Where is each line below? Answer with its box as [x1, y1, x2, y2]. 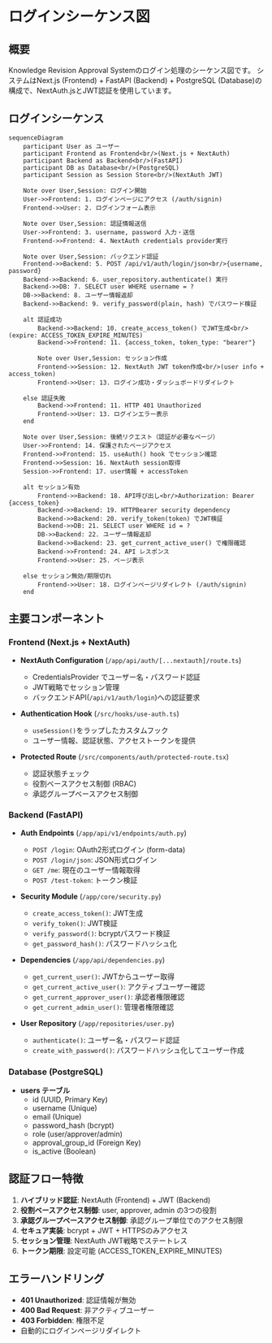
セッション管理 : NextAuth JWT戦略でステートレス [19, 1236, 188, 1246]
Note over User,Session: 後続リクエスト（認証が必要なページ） [23, 432, 219, 441]
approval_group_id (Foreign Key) [32, 1138, 142, 1148]
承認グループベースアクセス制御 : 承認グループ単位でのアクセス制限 [19, 1215, 244, 1225]
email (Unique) [32, 1112, 82, 1122]
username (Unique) [32, 1103, 97, 1113]
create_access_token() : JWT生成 [32, 908, 144, 918]
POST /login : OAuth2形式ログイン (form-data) [32, 844, 186, 854]
